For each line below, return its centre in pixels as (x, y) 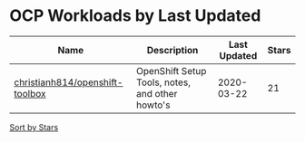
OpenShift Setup (171, 71)
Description (172, 50)
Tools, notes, (163, 82)
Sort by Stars (34, 127)
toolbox (30, 93)
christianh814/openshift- (69, 82)
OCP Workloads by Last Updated (135, 16)
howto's (153, 105)
